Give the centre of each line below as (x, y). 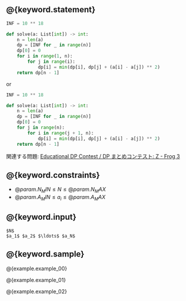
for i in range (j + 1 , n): (61, 133)
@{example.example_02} (36, 291)
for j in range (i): (52, 62)
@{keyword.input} (41, 217)
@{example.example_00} (37, 268)
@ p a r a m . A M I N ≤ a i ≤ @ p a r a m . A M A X (60, 198)
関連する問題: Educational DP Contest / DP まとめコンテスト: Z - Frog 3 (93, 156)
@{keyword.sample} (45, 254)
